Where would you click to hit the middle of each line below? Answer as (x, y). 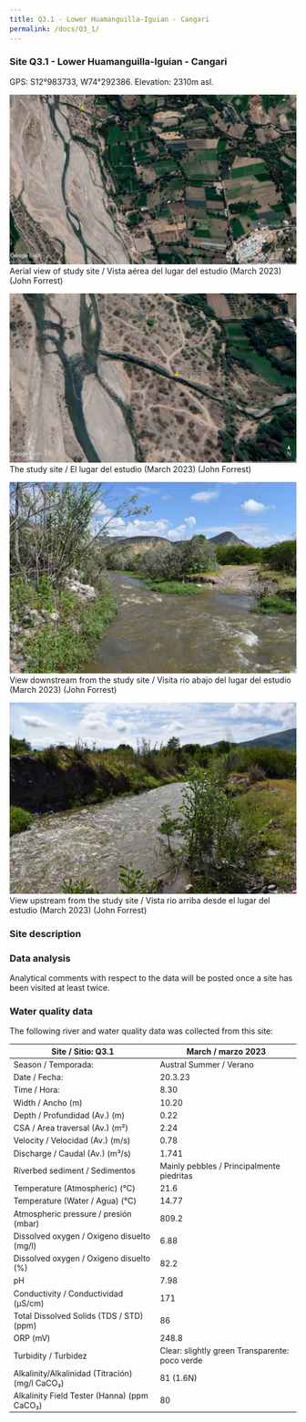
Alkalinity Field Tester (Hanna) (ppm (81, 1396)
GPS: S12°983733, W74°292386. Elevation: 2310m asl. (112, 81)
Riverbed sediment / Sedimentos (75, 1170)
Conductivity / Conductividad (68, 1293)
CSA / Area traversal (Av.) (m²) (71, 1128)
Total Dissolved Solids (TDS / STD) (78, 1315)
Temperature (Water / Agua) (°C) (75, 1201)
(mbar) (26, 1223)
